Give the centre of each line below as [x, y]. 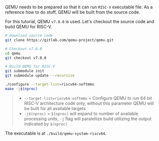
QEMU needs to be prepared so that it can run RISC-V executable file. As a [79, 7]
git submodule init [25, 71]
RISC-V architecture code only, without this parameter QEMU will [89, 103]
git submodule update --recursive [40, 76]
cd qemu [13, 53]
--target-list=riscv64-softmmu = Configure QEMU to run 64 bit [88, 98]
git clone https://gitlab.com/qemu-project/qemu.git [59, 40]
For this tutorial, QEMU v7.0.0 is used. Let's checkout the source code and [79, 22]
